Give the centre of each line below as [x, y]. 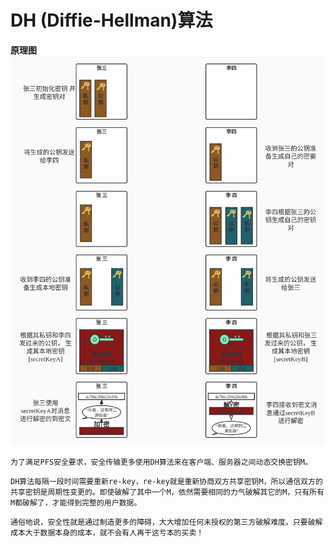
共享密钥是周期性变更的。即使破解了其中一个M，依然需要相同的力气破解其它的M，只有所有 [167, 492]
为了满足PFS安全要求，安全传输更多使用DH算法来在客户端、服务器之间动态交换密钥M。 [161, 462]
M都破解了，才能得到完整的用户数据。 [76, 503]
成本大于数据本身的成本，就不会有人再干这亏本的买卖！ [107, 533]
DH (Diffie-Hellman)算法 [111, 20]
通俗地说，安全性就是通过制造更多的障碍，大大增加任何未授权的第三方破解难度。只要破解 [166, 522]
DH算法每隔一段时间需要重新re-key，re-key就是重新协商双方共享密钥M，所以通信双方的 [166, 482]
